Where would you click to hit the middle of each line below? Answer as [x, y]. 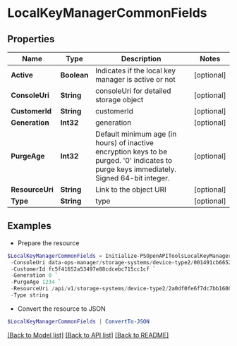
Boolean [74, 75]
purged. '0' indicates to [134, 160]
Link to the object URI [131, 190]
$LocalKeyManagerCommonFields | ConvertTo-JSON [79, 321]
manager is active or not [135, 79]
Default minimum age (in [136, 134]
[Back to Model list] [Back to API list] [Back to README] [88, 335]
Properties [31, 39]
